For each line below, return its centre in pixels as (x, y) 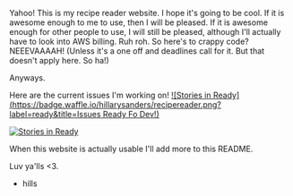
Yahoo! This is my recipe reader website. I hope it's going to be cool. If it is (147, 13)
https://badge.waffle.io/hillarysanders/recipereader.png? (117, 105)
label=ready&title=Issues (55, 114)
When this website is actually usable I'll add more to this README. (131, 149)
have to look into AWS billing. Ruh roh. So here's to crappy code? (129, 41)
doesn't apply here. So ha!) (59, 60)
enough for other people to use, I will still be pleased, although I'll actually (145, 32)
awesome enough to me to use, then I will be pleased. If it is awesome (139, 22)
